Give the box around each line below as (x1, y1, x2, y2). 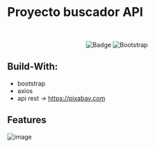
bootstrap (17, 79, 46, 88)
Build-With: (7, 60, 58, 73)
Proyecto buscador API (7, 4, 144, 20)
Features (7, 114, 47, 126)
